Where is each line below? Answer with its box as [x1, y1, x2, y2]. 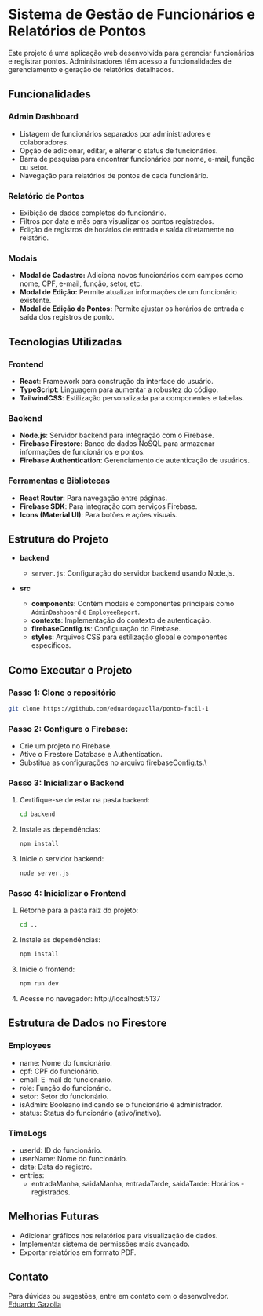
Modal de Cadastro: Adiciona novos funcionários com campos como [19, 271, 243, 280]
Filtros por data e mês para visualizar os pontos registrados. [19, 216, 214, 225]
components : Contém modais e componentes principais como [31, 599, 235, 609]
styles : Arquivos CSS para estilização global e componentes [31, 632, 228, 642]
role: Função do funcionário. [19, 1083, 111, 1092]
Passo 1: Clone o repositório [8, 687, 116, 698]
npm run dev [19, 980, 59, 988]
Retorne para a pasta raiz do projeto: [19, 905, 139, 916]
